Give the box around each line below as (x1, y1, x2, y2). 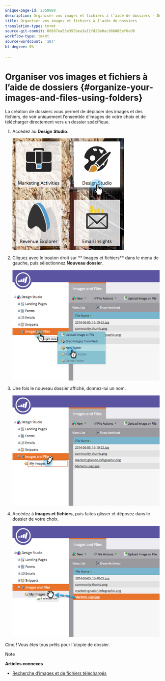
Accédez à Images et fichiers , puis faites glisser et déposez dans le (12, 511, 150, 517)
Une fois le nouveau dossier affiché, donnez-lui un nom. (12, 385, 126, 391)
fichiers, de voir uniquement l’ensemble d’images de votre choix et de (5, 114, 146, 119)
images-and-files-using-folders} (5, 92, 143, 103)
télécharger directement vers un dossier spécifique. (5, 118, 110, 125)
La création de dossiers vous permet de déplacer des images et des (5, 108, 143, 114)
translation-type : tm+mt (5, 24, 56, 29)
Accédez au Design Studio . (12, 128, 69, 134)
